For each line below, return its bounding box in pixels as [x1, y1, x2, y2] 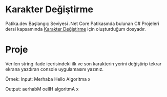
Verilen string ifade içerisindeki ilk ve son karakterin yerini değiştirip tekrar [5, 60, 162, 67]
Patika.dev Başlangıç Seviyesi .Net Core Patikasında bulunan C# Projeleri [5, 20, 159, 27]
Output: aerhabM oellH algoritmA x [5, 86, 79, 92]
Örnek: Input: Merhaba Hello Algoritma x [5, 76, 91, 82]
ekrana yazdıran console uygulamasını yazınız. [5, 66, 104, 72]
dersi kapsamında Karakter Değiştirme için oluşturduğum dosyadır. [5, 26, 146, 32]
